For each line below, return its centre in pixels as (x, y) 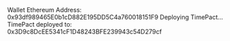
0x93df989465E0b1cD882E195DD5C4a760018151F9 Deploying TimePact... (115, 17)
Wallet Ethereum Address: (45, 10)
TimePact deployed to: (40, 24)
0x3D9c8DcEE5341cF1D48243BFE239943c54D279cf (85, 31)
